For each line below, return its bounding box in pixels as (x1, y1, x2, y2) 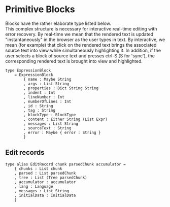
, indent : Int (23, 90, 56, 95)
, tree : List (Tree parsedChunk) (14, 175, 87, 180)
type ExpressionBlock (5, 67, 51, 73)
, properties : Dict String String (23, 85, 99, 91)
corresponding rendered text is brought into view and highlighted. (5, 58, 143, 64)
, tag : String (23, 108, 56, 113)
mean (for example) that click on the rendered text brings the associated (5, 42, 157, 48)
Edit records (5, 148, 45, 157)
